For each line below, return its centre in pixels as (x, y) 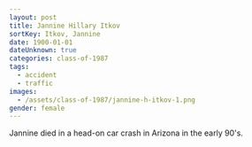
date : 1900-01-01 (41, 42)
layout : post (33, 17)
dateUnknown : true (43, 50)
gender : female (37, 108)
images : (23, 91)
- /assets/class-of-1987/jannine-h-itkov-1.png (107, 100)
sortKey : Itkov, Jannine (55, 34)
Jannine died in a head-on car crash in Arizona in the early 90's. (126, 133)
